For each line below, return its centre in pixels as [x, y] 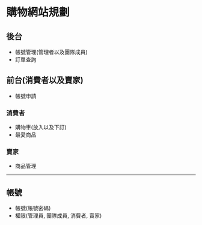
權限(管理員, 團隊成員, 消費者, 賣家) [58, 216]
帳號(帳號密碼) [33, 208]
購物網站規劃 [38, 12]
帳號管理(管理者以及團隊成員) [51, 52]
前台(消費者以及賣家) [45, 80]
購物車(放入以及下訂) [41, 128]
